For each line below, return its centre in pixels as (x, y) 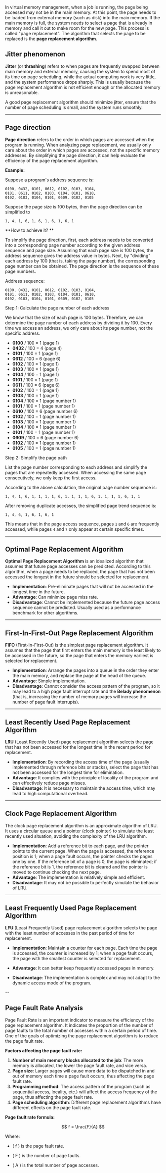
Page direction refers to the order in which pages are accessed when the (80, 139)
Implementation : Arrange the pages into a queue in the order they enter (86, 670)
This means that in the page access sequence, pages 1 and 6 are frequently (82, 524)
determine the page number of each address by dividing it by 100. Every (79, 323)
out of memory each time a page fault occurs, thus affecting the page (83, 1076)
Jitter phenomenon (35, 54)
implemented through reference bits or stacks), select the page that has (85, 767)
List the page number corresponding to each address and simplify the (76, 467)
